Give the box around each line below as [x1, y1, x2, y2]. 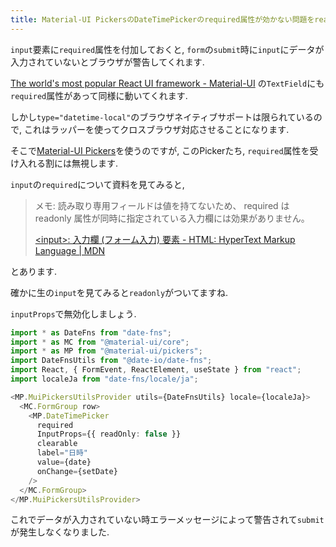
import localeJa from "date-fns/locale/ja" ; [10, 374, 199, 384]
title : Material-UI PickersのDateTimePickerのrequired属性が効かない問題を [10, 14, 315, 25]
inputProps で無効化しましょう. [10, 307, 137, 320]
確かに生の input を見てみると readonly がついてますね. [10, 286, 228, 298]
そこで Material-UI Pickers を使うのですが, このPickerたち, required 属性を [10, 144, 310, 156]
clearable [36, 439, 78, 449]
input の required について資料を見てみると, [10, 178, 185, 190]
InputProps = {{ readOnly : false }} [36, 429, 182, 440]
